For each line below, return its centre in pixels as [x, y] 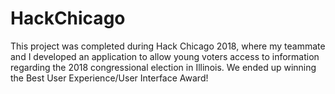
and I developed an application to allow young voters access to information [165, 56]
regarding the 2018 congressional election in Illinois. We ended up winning [163, 67]
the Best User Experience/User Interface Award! [109, 78]
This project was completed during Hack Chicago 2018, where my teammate [168, 46]
